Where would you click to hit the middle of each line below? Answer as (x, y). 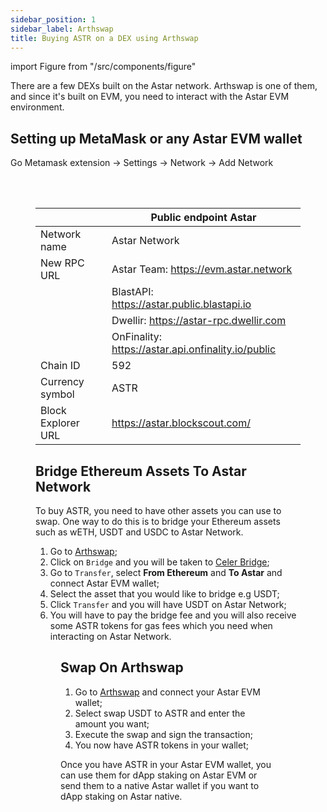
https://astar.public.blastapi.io (181, 304)
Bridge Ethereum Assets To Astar (141, 471)
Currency (62, 382)
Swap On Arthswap (122, 667)
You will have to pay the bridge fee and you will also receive (173, 615)
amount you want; (112, 723)
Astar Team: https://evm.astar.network (202, 269)
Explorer (60, 423)
